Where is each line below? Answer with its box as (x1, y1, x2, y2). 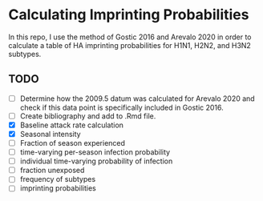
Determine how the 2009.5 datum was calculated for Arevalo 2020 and (19, 94, 255, 103)
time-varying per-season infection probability (19, 147, 171, 157)
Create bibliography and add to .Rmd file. (19, 111, 156, 121)
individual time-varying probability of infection (19, 156, 173, 166)
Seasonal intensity (19, 129, 82, 139)
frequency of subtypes (19, 175, 96, 184)
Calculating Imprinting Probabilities (8, 6, 249, 24)
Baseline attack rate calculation (19, 120, 124, 130)
